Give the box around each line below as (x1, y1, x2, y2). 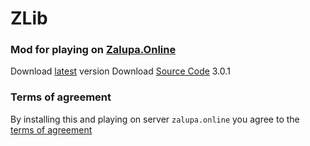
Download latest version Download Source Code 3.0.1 (10, 65, 231, 77)
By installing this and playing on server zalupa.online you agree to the (10, 113, 300, 125)
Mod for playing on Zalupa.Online (10, 43, 177, 57)
